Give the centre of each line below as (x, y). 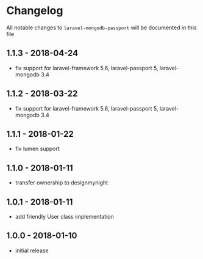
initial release (32, 250)
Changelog (35, 11)
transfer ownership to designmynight (62, 183)
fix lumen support (37, 149)
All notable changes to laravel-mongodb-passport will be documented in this (101, 27)
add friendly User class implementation (64, 217)
